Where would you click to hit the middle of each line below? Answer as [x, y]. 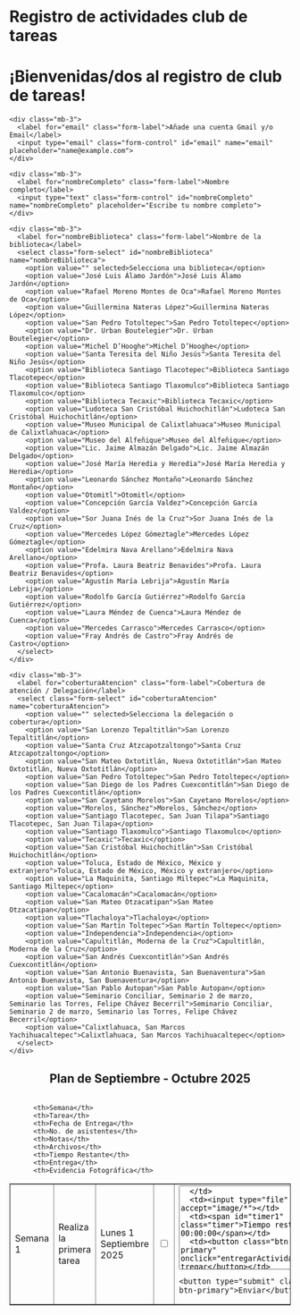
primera [75, 1249]
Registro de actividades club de [129, 17]
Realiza [74, 1226]
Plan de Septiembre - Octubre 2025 [150, 1078]
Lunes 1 [117, 1233]
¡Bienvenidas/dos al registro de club [146, 76]
